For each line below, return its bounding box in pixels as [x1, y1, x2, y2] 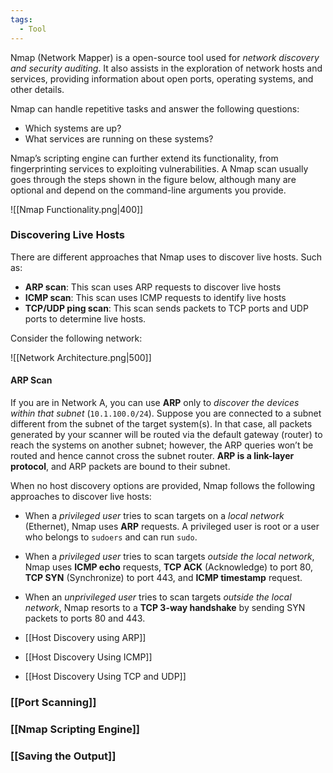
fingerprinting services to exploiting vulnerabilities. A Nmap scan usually [10, 162, 309, 175]
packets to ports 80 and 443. [24, 612, 146, 624]
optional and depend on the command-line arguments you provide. [10, 184, 287, 196]
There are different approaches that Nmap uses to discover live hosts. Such [10, 251, 323, 263]
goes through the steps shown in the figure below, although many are [10, 173, 297, 185]
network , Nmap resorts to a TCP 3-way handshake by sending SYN [24, 602, 306, 613]
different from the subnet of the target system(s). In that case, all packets [10, 418, 313, 430]
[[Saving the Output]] [10, 749, 117, 763]
